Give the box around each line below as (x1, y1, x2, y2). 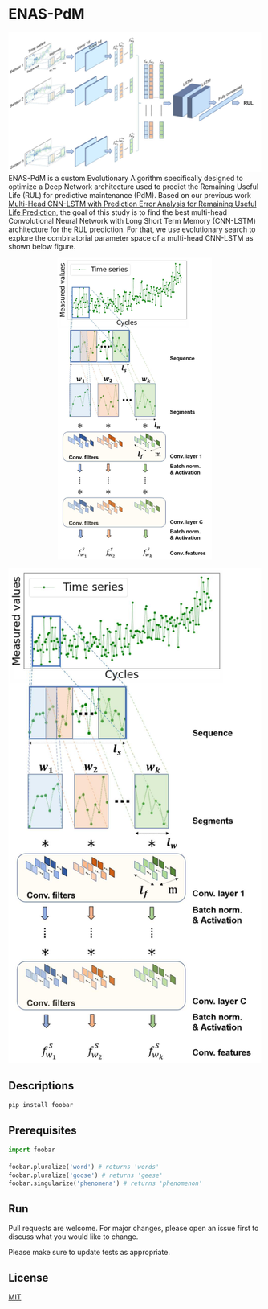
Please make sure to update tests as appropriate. (8, 1248, 171, 1258)
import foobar (8, 1146, 56, 1154)
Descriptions (8, 1079, 75, 1093)
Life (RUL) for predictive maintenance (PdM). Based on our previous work (8, 190, 251, 200)
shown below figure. (8, 241, 76, 251)
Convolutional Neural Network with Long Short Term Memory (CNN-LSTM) (8, 216, 257, 225)
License (8, 1270, 49, 1284)
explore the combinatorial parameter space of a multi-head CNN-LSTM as (8, 233, 254, 242)
